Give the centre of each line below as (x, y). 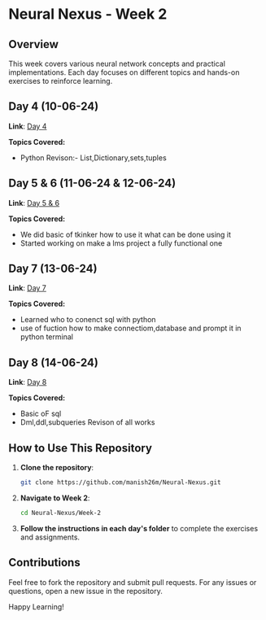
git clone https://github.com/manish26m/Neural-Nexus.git (120, 482)
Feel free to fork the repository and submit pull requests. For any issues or (133, 582)
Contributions (44, 563)
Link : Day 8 (28, 382)
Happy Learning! (37, 606)
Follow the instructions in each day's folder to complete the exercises (139, 528)
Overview (34, 44)
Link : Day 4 (28, 126)
